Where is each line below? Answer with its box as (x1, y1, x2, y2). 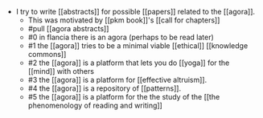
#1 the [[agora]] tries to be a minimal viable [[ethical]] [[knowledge (27, 41, 249, 51)
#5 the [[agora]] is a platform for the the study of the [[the (27, 92, 220, 101)
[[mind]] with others (27, 67, 95, 75)
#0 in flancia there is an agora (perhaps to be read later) (27, 32, 215, 42)
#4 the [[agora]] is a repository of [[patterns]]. (27, 83, 182, 93)
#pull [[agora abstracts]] (27, 24, 109, 33)
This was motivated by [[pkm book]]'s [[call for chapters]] (27, 15, 220, 25)
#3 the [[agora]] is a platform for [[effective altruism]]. (27, 75, 208, 84)
